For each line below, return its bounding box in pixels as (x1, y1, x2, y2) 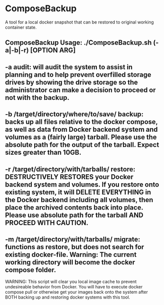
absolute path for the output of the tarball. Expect (5, 141, 159, 149)
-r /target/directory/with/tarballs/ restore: (5, 165, 136, 173)
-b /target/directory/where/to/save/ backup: (5, 110, 144, 118)
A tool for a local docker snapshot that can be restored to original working (5, 19, 154, 25)
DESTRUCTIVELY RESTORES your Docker (5, 172, 134, 181)
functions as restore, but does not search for (5, 243, 144, 251)
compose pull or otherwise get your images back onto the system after (5, 289, 148, 295)
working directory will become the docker (5, 258, 136, 266)
